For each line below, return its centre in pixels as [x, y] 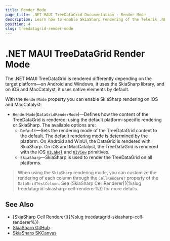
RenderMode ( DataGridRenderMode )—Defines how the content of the [80, 114]
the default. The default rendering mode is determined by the [84, 136]
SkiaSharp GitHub [31, 227]
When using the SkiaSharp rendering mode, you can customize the [87, 173]
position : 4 [18, 24]
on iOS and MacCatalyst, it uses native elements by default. [67, 90]
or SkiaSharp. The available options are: [54, 125]
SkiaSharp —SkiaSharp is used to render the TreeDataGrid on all [86, 157]
